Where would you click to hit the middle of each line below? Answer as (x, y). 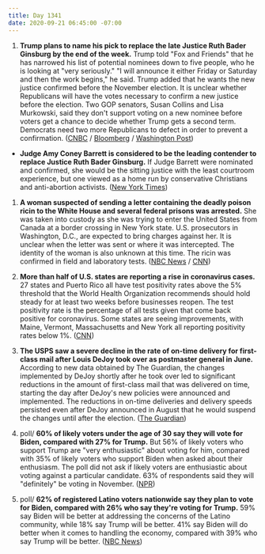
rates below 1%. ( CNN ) (57, 335)
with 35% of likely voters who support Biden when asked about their (131, 458)
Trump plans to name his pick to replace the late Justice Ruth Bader (133, 45)
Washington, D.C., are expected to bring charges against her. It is (125, 236)
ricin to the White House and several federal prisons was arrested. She (138, 211)
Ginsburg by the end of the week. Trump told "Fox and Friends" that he (136, 54)
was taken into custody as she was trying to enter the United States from (138, 219)
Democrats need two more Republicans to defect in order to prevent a (134, 129)
